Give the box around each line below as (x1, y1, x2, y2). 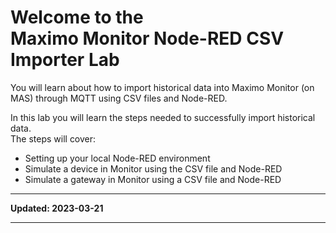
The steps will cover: (10, 132, 97, 145)
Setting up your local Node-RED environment (24, 152, 211, 164)
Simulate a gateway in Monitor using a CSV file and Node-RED (24, 173, 282, 185)
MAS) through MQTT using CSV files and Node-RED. (10, 92, 228, 104)
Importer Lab (10, 49, 120, 71)
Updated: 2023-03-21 (10, 202, 104, 214)
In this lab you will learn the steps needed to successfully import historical (10, 111, 316, 123)
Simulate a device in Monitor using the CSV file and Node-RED (24, 162, 283, 175)
